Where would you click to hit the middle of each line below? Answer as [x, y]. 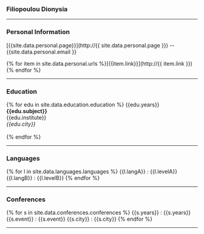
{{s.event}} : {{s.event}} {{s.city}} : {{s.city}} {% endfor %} [80, 219]
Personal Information [38, 32]
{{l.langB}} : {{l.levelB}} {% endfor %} [53, 178]
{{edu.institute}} [26, 117]
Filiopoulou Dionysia [37, 9]
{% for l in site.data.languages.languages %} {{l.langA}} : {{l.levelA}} [92, 171]
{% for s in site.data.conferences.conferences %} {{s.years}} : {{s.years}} [99, 213]
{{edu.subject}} [27, 111]
